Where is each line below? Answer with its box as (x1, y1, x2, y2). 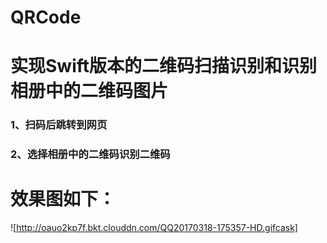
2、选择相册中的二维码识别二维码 (10, 147, 171, 161)
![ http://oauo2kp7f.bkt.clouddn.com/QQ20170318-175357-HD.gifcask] (10, 222, 298, 234)
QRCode (10, 6, 82, 29)
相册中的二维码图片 (10, 80, 169, 103)
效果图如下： (10, 188, 117, 211)
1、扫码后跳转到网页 (10, 118, 108, 132)
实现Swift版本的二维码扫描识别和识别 (10, 55, 318, 78)
